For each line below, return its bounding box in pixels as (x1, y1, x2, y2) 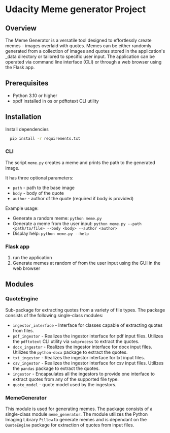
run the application (12, 255, 52, 261)
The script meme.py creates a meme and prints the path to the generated (5, 159, 156, 166)
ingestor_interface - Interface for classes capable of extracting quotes (12, 322, 163, 328)
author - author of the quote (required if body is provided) (12, 195, 134, 201)
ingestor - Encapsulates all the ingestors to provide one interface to (12, 370, 155, 377)
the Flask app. (5, 65, 35, 70)
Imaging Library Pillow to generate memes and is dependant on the (5, 417, 147, 423)
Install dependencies (5, 126, 49, 132)
